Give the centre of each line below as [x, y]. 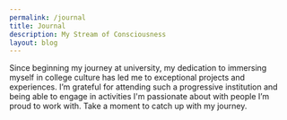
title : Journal [38, 26]
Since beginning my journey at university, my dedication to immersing [138, 68]
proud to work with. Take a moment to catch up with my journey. [128, 106]
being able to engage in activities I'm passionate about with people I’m [139, 97]
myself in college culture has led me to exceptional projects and [127, 78]
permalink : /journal [48, 17]
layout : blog [34, 43]
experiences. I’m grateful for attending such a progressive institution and [143, 87]
